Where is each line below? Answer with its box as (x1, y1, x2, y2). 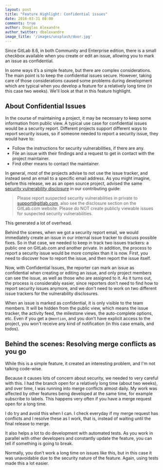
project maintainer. (12, 155, 50, 161)
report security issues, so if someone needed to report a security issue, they (5, 130, 159, 136)
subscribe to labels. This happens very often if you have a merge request (5, 396, 152, 401)
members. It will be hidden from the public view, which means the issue (5, 305, 148, 311)
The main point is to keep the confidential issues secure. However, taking (5, 72, 152, 78)
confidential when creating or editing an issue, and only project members (5, 270, 152, 275)
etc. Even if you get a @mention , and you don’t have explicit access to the (5, 315, 151, 321)
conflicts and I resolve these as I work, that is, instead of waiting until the (5, 416, 151, 421)
